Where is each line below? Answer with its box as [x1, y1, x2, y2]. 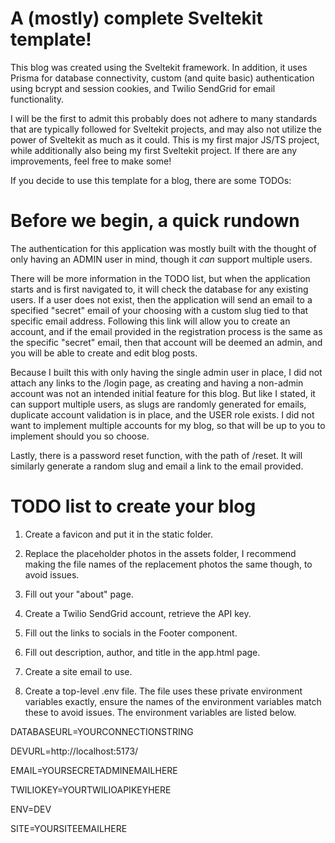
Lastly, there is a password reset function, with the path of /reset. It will [10, 449, 303, 461]
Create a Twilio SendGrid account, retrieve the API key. [24, 607, 252, 619]
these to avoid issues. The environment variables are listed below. [24, 706, 297, 718]
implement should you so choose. [10, 430, 150, 442]
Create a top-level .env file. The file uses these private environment [24, 685, 303, 697]
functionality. [10, 93, 65, 105]
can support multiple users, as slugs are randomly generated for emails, [10, 398, 307, 410]
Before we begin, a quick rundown [10, 210, 300, 232]
